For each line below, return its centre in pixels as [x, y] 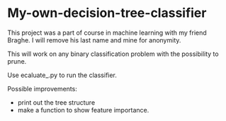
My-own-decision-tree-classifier [107, 13]
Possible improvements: [43, 88]
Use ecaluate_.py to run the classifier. [62, 75]
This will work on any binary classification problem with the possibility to [113, 54]
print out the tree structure [56, 102]
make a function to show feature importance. [83, 110]
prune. [17, 61]
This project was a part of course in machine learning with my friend [107, 33]
